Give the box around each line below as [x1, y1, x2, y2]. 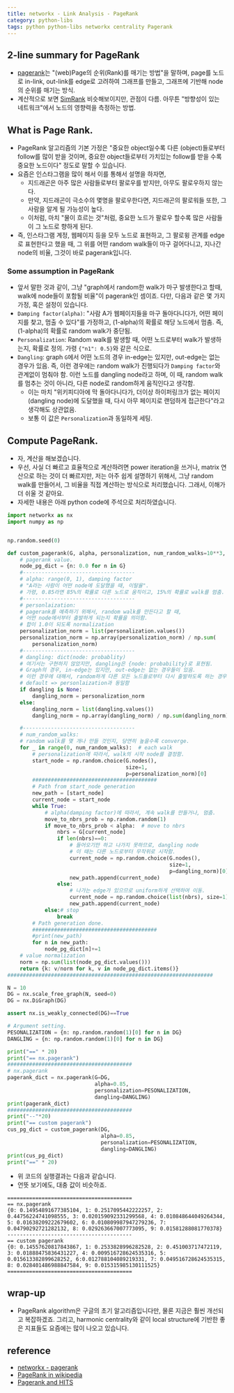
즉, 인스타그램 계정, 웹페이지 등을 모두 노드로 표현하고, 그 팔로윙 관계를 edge [17, 231, 225, 239]
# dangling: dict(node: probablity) [19, 654, 127, 661]
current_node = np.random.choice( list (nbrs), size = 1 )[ [69, 894, 232, 901]
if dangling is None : [19, 686, 82, 693]
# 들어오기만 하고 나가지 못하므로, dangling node [69, 842, 199, 849]
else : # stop [44, 907, 79, 914]
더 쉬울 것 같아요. [17, 489, 64, 498]
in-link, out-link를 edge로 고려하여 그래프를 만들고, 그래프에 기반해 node [24, 78, 224, 86]
